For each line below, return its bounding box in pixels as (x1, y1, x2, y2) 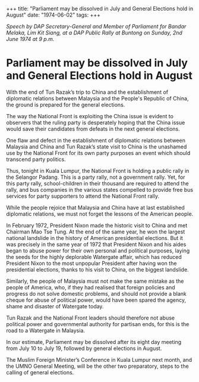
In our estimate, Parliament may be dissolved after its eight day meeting (6, 338, 182, 345)
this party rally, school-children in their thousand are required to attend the (6, 179, 189, 187)
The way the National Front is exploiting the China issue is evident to (6, 112, 174, 119)
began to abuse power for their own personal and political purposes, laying (6, 247, 190, 254)
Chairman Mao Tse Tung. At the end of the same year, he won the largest (6, 228, 185, 235)
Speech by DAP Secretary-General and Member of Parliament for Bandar (6, 23, 187, 30)
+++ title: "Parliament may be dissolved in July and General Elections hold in (6, 5, 194, 12)
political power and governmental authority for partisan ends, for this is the (6, 320, 189, 327)
